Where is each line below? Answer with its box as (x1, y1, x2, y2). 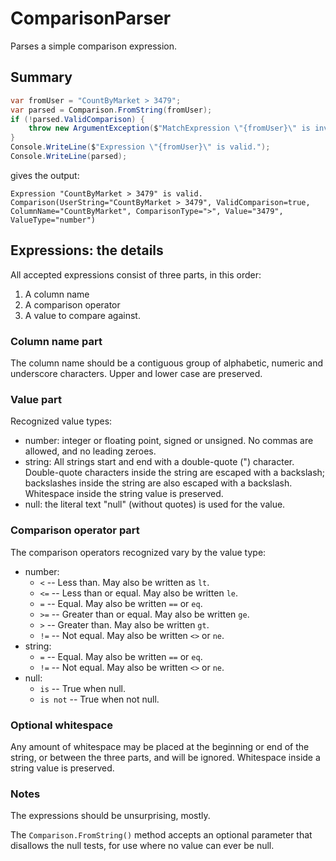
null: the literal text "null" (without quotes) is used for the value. (24, 498, 286, 511)
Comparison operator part (10, 523, 140, 537)
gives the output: (10, 169, 80, 181)
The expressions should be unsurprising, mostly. (10, 810, 211, 822)
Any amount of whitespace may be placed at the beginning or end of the (10, 740, 310, 752)
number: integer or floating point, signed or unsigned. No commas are (24, 435, 314, 447)
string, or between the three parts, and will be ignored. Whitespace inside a (10, 751, 321, 763)
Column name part (10, 334, 103, 348)
